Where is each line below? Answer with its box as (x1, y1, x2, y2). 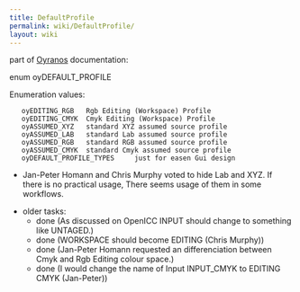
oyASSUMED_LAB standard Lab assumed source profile (21, 130, 228, 139)
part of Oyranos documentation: (9, 55, 129, 66)
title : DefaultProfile (9, 13, 95, 22)
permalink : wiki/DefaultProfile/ (9, 22, 135, 31)
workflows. (22, 189, 65, 199)
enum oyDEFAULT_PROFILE (9, 72, 112, 83)
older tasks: (22, 206, 67, 217)
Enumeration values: (9, 89, 86, 100)
